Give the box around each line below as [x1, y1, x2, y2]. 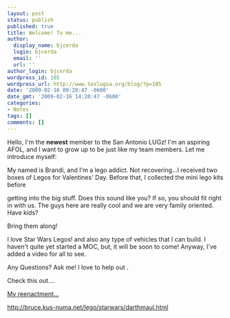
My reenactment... [7, 290, 59, 298]
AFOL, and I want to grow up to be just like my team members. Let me [7, 145, 205, 153]
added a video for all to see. [7, 249, 87, 258]
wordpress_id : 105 [7, 74, 60, 81]
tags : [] [7, 112, 32, 119]
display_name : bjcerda [13, 42, 79, 49]
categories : [7, 100, 41, 107]
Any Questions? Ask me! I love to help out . [7, 263, 129, 271]
